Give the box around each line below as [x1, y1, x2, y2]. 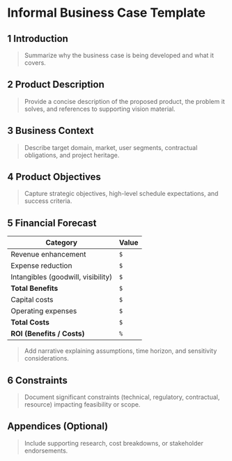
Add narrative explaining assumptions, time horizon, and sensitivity [24, 347, 217, 355]
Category [45, 238, 78, 248]
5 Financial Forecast [7, 217, 97, 229]
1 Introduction [7, 33, 68, 45]
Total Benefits [10, 284, 59, 294]
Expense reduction [10, 261, 72, 271]
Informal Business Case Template [7, 5, 206, 21]
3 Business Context [7, 125, 94, 137]
